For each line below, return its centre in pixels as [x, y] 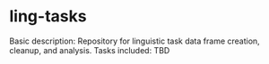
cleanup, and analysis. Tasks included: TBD [90, 50]
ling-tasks [48, 16]
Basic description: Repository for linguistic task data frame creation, [134, 41]
